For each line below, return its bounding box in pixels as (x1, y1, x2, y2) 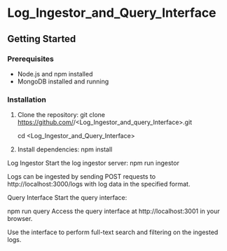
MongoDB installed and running (17, 77, 109, 86)
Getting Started (7, 33, 76, 45)
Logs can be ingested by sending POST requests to (7, 172, 156, 181)
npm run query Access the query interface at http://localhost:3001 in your (7, 207, 221, 215)
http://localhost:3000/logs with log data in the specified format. (7, 180, 191, 189)
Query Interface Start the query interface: (7, 194, 128, 202)
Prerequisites (7, 54, 54, 64)
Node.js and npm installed (17, 69, 93, 78)
